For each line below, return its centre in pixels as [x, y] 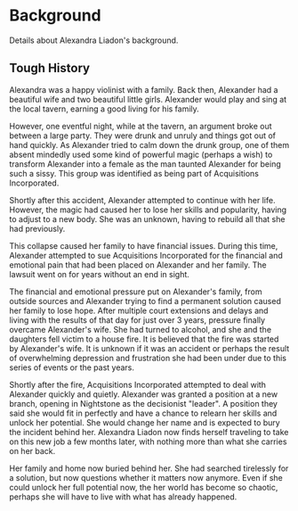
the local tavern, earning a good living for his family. [105, 109]
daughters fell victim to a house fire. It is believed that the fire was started [144, 339]
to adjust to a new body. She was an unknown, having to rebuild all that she [147, 218]
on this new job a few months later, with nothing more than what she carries [148, 441]
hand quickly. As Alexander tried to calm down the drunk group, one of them [149, 144]
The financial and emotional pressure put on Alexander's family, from [136, 292]
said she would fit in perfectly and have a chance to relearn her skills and [143, 413]
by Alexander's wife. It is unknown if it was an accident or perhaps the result [149, 348]
